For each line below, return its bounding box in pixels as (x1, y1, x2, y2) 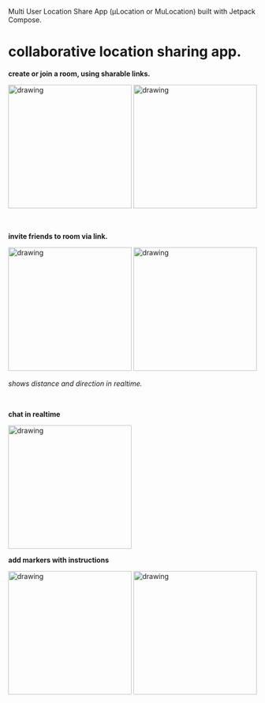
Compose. (8, 15, 42, 25)
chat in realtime (8, 409, 61, 418)
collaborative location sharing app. (8, 43, 242, 61)
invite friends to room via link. (8, 231, 108, 240)
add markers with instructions (8, 555, 110, 565)
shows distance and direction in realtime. (8, 379, 143, 388)
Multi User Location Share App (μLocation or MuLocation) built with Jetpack (8, 7, 256, 16)
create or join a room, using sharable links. (8, 69, 151, 78)
